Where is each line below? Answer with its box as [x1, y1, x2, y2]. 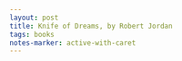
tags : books [9, 30, 55, 39]
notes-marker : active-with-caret [9, 38, 136, 48]
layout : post [9, 13, 59, 22]
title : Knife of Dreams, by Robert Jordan [9, 22, 173, 30]
